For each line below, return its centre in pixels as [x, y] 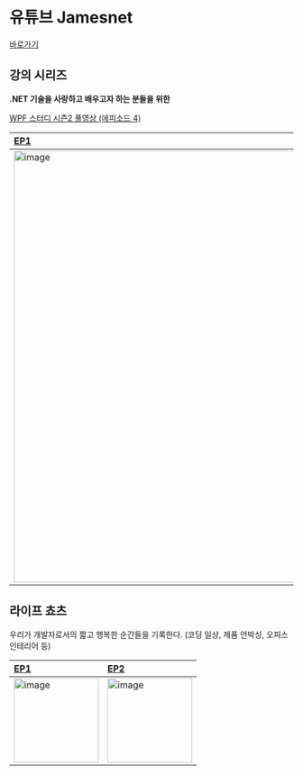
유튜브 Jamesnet [71, 18]
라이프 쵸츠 [38, 611]
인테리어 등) [30, 645]
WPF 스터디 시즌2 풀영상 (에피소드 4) [75, 118]
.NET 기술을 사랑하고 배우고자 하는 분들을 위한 [90, 98]
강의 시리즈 [38, 75]
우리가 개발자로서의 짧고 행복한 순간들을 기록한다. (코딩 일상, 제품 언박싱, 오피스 [149, 634]
